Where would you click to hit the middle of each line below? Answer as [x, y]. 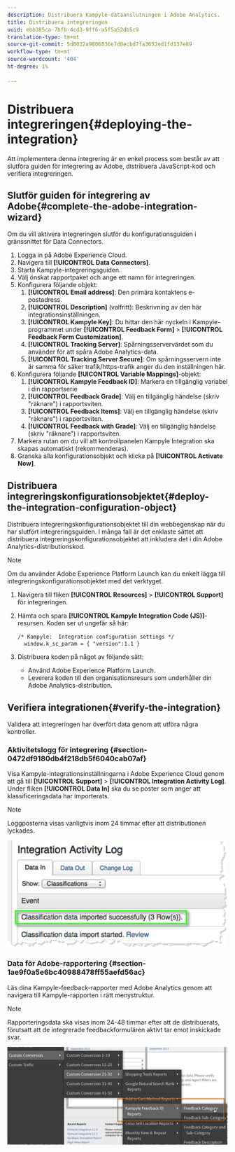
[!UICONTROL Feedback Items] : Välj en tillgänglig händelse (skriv [123, 411]
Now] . [27, 464]
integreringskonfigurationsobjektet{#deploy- [108, 496]
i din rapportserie [53, 389]
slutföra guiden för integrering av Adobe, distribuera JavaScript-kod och [111, 166]
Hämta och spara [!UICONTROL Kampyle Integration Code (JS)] [111, 616]
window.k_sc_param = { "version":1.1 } [82, 644]
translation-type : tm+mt [43, 37]
